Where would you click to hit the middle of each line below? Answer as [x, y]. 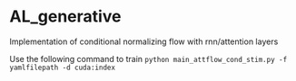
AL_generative [65, 17]
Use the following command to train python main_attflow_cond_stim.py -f [148, 58]
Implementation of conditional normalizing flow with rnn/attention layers [144, 41]
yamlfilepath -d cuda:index [63, 67]
